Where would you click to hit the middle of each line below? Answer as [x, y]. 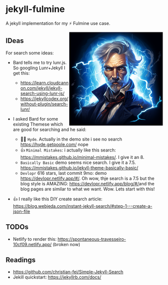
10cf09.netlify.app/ [32, 244]
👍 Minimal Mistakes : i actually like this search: [68, 150]
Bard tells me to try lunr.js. [40, 62]
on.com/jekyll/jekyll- [41, 88]
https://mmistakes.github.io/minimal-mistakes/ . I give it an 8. [82, 157]
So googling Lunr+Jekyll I [39, 68]
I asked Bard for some [35, 119]
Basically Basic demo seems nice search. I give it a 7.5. [78, 162]
